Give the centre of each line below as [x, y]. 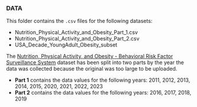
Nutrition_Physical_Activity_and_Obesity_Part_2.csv [77, 39]
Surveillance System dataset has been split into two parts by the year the [95, 62]
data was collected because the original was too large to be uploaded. [92, 69]
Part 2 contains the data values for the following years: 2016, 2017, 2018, [103, 93]
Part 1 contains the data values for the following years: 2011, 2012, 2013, [102, 80]
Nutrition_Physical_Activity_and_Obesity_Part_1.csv [76, 32]
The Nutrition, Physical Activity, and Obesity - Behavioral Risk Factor [90, 56]
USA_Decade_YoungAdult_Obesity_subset [66, 45]
